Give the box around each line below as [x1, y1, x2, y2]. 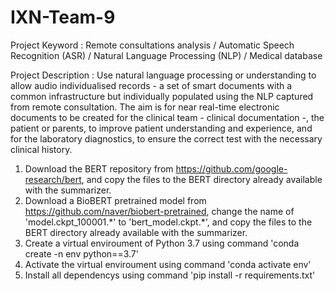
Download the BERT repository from [24, 162, 174, 175]
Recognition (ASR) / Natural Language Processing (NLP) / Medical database [10, 49, 323, 61]
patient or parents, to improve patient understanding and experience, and [10, 122, 313, 134]
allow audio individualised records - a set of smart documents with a [10, 79, 293, 91]
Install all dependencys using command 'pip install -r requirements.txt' [24, 269, 316, 281]
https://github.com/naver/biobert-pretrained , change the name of [24, 205, 295, 217]
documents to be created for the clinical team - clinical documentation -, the [10, 111, 325, 123]
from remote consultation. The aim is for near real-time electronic [10, 101, 280, 113]
